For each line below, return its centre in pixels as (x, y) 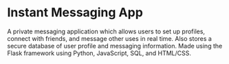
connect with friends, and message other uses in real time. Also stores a (109, 38)
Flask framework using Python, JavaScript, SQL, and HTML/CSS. (99, 53)
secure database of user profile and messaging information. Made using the (115, 46)
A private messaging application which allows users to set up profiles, (106, 31)
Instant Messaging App (75, 13)
